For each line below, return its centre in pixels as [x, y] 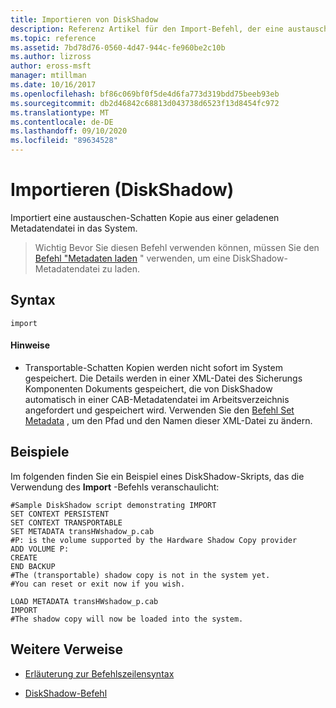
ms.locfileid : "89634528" [64, 141]
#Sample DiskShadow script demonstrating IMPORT [113, 505]
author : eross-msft [51, 66]
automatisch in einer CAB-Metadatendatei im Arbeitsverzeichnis [157, 399]
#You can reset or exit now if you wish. [98, 584]
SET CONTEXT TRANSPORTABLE [66, 522]
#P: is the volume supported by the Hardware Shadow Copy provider [154, 540]
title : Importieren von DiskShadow [84, 19]
